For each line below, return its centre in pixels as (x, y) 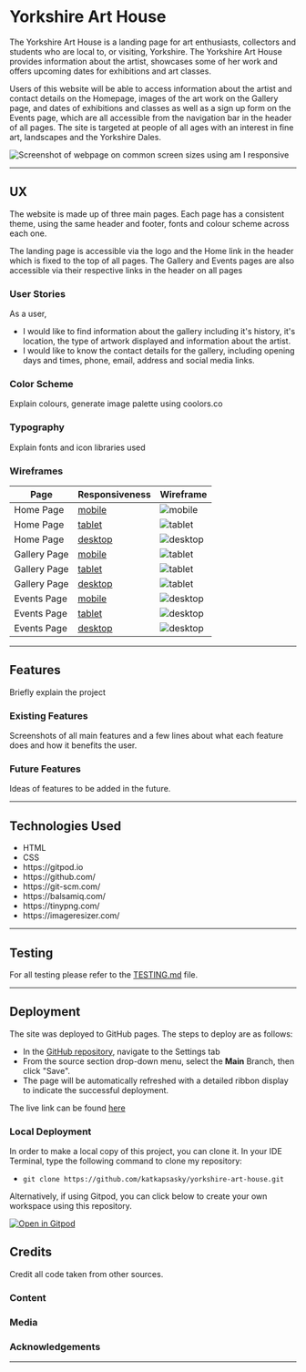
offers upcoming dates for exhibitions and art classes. (111, 71)
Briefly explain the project (58, 692)
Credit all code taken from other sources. (87, 1274)
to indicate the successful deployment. (96, 1090)
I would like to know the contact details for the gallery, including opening (158, 351)
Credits (31, 1252)
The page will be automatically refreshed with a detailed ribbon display (155, 1080)
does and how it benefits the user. (73, 745)
